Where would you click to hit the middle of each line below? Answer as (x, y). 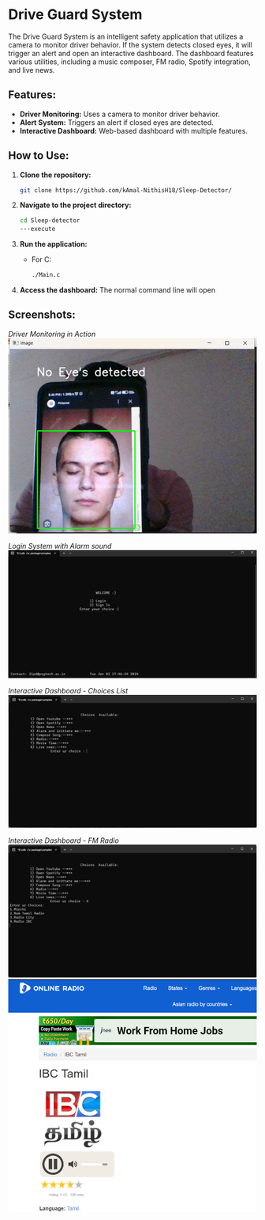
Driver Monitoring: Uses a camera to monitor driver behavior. (120, 114)
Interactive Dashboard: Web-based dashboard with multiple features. (134, 130)
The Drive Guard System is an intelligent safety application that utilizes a (126, 36)
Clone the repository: (55, 175)
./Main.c (46, 275)
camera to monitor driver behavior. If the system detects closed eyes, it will (130, 44)
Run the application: (54, 244)
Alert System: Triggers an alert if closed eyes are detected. (117, 122)
